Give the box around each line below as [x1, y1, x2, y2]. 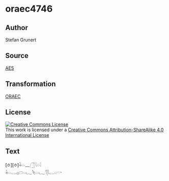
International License [5, 132, 49, 138]
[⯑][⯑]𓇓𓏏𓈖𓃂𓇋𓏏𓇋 [5, 162, 42, 168]
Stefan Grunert [5, 37, 37, 43]
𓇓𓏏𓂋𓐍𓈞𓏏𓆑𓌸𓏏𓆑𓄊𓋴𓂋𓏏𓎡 [5, 170, 62, 176]
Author [5, 23, 28, 32]
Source [5, 51, 29, 60]
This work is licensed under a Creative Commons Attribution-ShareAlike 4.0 [5, 127, 164, 133]
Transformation [5, 80, 56, 88]
